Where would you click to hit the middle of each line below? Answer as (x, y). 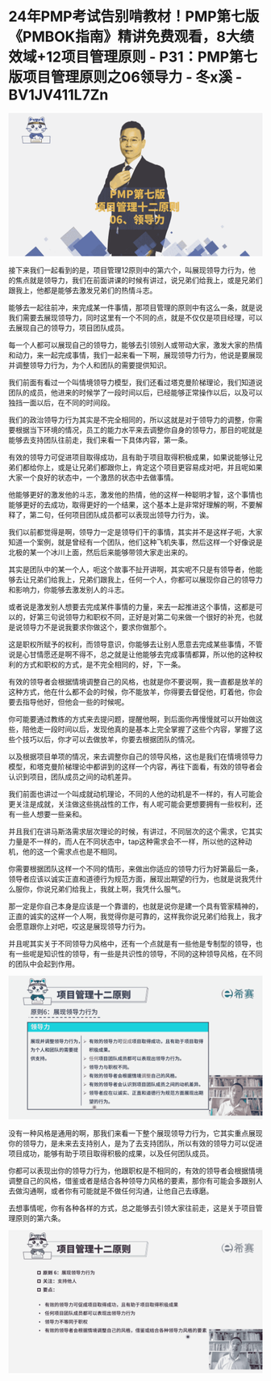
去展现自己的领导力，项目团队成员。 (69, 328)
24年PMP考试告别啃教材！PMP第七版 (134, 17)
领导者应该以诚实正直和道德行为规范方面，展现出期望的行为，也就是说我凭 (132, 879)
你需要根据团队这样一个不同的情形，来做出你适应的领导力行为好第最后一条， (135, 869)
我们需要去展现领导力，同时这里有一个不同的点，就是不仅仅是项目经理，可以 (135, 318)
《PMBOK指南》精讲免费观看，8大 (124, 37)
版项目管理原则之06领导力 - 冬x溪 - (125, 77)
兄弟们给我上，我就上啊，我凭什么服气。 (118, 889)
